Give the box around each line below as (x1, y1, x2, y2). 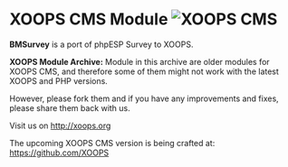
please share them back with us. (9, 102, 131, 113)
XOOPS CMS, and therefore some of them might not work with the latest (9, 66, 279, 77)
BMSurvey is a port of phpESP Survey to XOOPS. (9, 39, 194, 50)
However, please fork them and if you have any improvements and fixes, (9, 93, 279, 104)
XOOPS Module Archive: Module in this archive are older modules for (9, 56, 270, 67)
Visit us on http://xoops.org (9, 120, 111, 131)
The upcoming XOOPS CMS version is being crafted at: (9, 137, 216, 148)
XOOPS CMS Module (9, 9, 168, 30)
